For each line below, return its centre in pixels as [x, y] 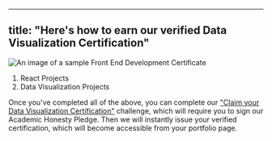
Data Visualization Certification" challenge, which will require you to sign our [136, 110]
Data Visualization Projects [65, 86]
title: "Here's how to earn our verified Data [118, 30]
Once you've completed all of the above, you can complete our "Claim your [134, 102]
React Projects [45, 78]
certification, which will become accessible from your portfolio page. [123, 128]
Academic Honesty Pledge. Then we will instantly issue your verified [123, 119]
